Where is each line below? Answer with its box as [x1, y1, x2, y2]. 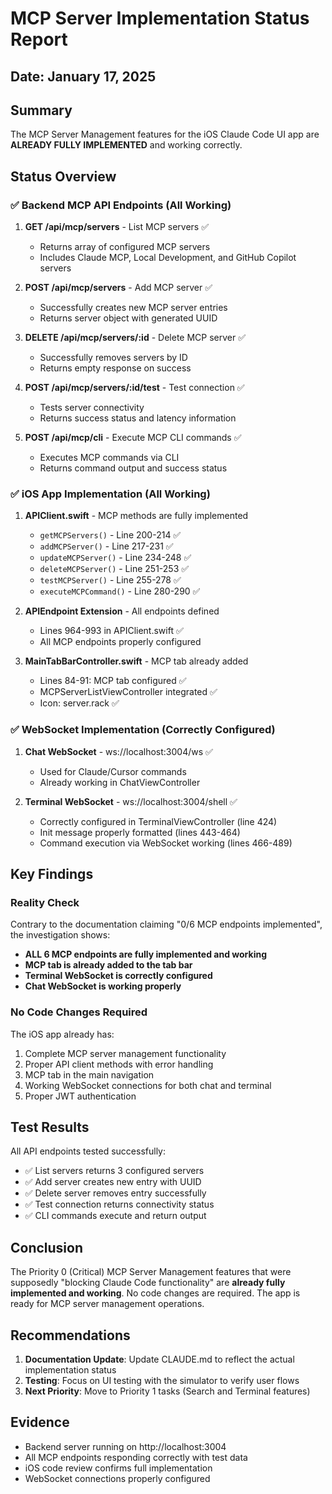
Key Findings [10, 866, 94, 883]
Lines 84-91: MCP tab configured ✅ [39, 675, 187, 687]
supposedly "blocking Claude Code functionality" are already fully [10, 1277, 286, 1289]
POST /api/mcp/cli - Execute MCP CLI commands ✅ [24, 432, 242, 444]
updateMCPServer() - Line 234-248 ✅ [39, 552, 192, 564]
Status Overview [10, 168, 117, 185]
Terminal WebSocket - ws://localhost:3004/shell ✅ [24, 795, 238, 807]
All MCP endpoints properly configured [39, 636, 202, 648]
